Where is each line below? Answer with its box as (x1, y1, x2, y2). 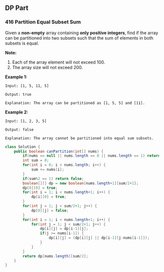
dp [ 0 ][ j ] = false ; (31, 208, 69, 213)
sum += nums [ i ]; (31, 167, 64, 172)
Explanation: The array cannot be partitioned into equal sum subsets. (5, 136, 154, 141)
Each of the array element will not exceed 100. (12, 59, 105, 65)
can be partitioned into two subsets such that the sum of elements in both (5, 35, 154, 41)
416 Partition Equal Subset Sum (5, 19, 81, 25)
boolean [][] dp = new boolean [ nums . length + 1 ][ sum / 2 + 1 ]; (22, 181, 139, 186)
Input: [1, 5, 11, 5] (5, 83, 49, 88)
